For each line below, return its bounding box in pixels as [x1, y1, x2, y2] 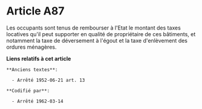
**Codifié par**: [6, 87, 50, 94]
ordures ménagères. [6, 43, 57, 51]
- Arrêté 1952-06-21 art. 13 [11, 77, 85, 83]
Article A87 [6, 4, 65, 18]
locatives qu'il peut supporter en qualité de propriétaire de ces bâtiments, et [6, 30, 196, 37]
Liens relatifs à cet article [6, 55, 71, 62]
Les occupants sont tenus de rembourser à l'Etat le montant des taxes [6, 24, 181, 31]
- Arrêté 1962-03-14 [11, 98, 64, 104]
